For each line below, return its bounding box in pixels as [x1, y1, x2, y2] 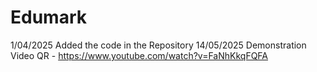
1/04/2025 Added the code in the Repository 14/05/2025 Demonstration [10, 39, 307, 51]
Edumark [10, 6, 87, 29]
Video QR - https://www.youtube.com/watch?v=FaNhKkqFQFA [10, 49, 268, 61]
